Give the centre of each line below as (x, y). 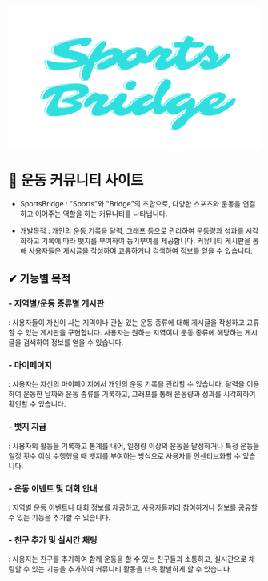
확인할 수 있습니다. (37, 404)
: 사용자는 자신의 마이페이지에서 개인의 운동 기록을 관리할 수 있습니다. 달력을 (127, 384)
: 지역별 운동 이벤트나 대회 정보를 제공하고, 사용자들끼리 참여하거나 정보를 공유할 (133, 507)
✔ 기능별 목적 (40, 278)
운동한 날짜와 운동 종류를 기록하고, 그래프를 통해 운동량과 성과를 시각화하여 (139, 394)
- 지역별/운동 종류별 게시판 (56, 303)
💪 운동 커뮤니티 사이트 (76, 180)
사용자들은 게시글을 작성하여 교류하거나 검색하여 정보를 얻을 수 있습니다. (141, 251)
